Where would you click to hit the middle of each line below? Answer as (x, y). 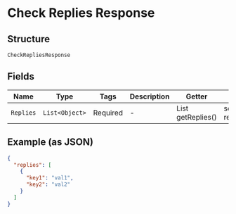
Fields (21, 76)
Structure (29, 39)
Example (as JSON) (50, 142)
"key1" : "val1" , (50, 178)
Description (150, 96)
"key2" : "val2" (48, 184)
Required (108, 113)
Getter (197, 96)
